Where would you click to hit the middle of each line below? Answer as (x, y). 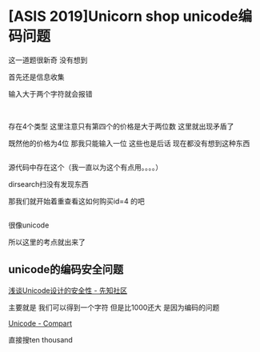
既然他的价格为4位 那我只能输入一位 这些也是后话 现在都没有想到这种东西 (129, 143)
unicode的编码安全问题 (66, 269)
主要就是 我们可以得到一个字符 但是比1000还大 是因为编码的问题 (114, 307)
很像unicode (29, 225)
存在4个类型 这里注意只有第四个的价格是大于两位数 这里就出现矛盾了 (121, 126)
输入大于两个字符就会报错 (50, 93)
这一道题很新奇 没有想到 (48, 60)
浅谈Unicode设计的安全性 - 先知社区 (68, 290)
